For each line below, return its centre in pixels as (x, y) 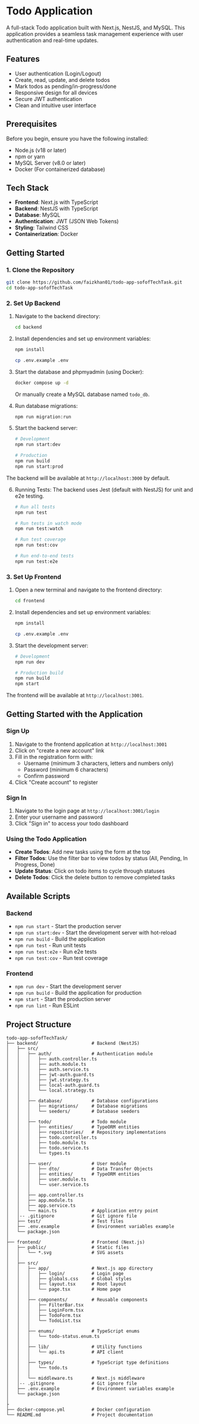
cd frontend (29, 601)
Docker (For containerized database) (60, 169)
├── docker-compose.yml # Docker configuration (78, 1410)
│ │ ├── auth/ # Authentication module (80, 1054)
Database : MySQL (38, 215)
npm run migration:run (43, 417)
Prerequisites (32, 124)
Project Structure (39, 1024)
